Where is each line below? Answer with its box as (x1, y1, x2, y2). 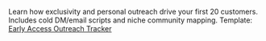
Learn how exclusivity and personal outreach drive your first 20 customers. (8, 7, 258, 16)
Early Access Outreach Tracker (8, 24, 112, 33)
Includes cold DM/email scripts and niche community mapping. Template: (8, 15, 252, 25)
